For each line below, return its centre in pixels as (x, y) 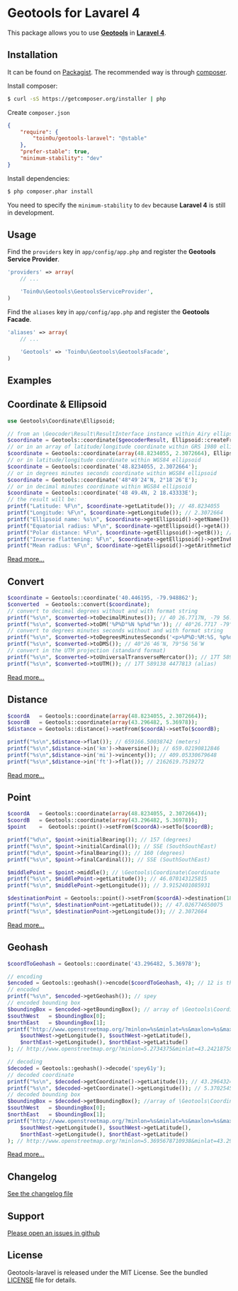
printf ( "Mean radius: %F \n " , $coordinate (69, 546)
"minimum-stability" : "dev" (61, 158)
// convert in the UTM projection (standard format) (87, 651)
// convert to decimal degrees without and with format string (103, 611)
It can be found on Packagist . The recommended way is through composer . (118, 72)
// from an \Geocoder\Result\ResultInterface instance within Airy (109, 434)
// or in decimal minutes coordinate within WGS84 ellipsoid (100, 486)
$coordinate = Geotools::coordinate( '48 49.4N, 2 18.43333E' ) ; (103, 493)
